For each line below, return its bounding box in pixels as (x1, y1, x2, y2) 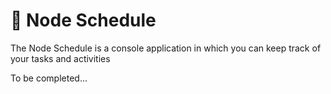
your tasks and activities (10, 52, 111, 64)
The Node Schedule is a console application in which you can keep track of (10, 42, 322, 54)
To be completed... (10, 72, 88, 84)
